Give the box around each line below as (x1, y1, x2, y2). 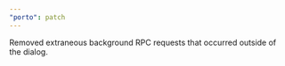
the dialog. (9, 46, 49, 57)
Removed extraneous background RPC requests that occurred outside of (9, 37, 277, 48)
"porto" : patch (9, 12, 66, 22)
